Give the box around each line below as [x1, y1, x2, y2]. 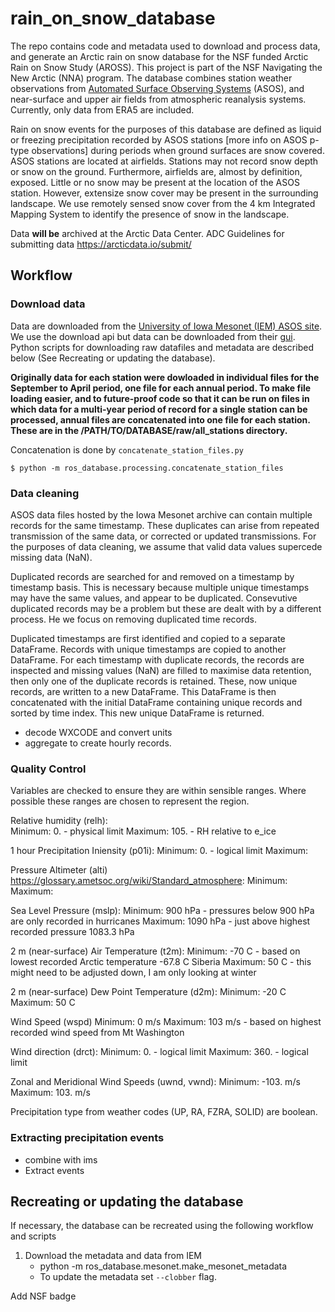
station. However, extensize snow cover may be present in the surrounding [10, 187, 319, 199]
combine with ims [24, 1153, 98, 1166]
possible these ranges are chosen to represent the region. [10, 795, 250, 807]
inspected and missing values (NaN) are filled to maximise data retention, [10, 664, 312, 676]
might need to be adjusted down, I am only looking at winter [10, 967, 257, 979]
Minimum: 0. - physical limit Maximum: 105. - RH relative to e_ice [10, 825, 277, 837]
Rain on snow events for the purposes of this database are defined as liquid [10, 123, 322, 135]
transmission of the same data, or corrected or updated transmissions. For [10, 530, 317, 542]
